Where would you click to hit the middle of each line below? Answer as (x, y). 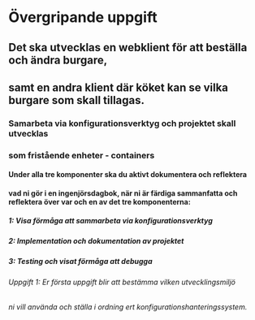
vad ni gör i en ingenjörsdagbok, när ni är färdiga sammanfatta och (123, 193)
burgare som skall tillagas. (76, 100)
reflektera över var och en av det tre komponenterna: (99, 202)
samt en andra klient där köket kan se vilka (119, 87)
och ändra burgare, (58, 60)
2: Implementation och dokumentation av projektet (96, 240)
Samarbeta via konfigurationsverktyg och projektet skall (122, 123)
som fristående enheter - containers (82, 155)
